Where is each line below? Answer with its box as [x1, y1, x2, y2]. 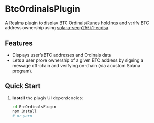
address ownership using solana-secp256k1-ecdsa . [5, 25, 110, 30]
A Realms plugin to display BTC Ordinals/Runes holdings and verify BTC [5, 20, 149, 25]
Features [5, 39, 33, 48]
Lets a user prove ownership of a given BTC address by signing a [12, 57, 143, 63]
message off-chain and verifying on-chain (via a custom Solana [12, 62, 141, 68]
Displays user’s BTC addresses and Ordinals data [12, 52, 111, 58]
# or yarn [12, 114, 33, 119]
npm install [12, 109, 37, 114]
